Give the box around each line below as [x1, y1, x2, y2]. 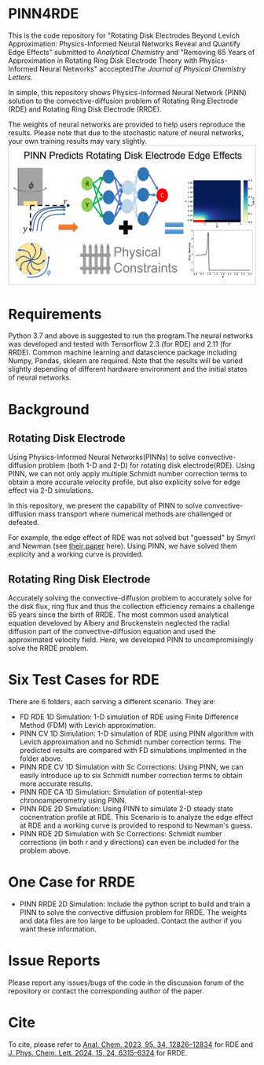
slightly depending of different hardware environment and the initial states [8, 365, 247, 374]
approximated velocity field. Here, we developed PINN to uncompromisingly [8, 635, 254, 645]
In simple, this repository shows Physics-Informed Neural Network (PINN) [8, 87, 247, 97]
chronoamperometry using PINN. [19, 795, 127, 806]
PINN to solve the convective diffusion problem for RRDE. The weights [19, 908, 247, 917]
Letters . [8, 72, 33, 82]
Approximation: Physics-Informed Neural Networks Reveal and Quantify [8, 39, 241, 48]
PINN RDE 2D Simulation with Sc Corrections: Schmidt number [19, 829, 222, 839]
